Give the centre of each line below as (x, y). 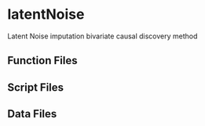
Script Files (36, 87)
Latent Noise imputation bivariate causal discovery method (102, 36)
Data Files (32, 114)
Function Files (42, 61)
